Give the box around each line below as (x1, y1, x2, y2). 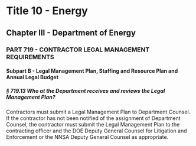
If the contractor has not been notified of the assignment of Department (6, 115, 181, 122)
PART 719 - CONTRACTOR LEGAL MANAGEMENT (6, 46, 150, 54)
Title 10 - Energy (6, 4, 89, 18)
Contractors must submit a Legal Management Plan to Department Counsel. (6, 108, 191, 116)
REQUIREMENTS (6, 53, 54, 61)
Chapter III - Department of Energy (6, 28, 136, 38)
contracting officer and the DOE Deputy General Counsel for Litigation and (6, 127, 187, 134)
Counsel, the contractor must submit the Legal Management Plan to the (6, 121, 180, 128)
